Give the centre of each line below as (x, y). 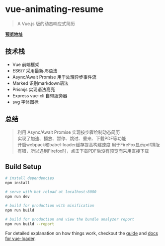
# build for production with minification (50, 206)
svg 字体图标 (25, 102)
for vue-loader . (21, 239)
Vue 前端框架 (26, 64)
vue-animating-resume (54, 9)
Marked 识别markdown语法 (40, 83)
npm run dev (17, 197)
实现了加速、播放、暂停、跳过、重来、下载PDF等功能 (72, 138)
